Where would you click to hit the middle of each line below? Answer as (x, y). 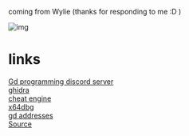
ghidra (19, 90)
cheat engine (30, 98)
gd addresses (31, 115)
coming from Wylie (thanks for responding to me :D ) (95, 12)
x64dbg (21, 106)
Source (20, 124)
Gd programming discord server (61, 81)
